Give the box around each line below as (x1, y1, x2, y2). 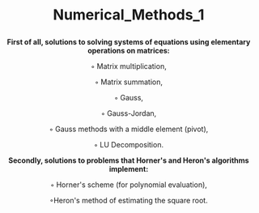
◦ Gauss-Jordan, (100, 109, 157, 118)
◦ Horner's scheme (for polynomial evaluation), (50, 180, 207, 190)
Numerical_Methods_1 (53, 6, 205, 24)
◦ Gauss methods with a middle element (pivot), (49, 124, 209, 134)
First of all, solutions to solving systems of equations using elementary (6, 37, 251, 47)
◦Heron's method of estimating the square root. (49, 196, 209, 206)
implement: (108, 164, 149, 174)
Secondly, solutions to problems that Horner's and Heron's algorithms (8, 155, 249, 165)
